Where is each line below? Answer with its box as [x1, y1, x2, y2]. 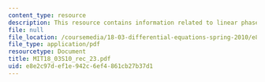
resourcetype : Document [8, 48, 87, 55]
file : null [8, 26, 44, 34]
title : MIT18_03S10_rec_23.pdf [8, 55, 111, 63]
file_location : [8, 33, 58, 41]
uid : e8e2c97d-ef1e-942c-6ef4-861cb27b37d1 [8, 62, 154, 70]
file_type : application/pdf [8, 41, 101, 48]
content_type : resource [8, 11, 87, 20]
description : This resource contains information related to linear [8, 19, 238, 27]
